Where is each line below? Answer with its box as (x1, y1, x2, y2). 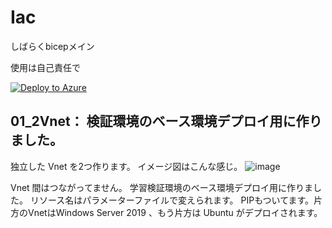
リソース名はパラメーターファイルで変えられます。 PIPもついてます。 (29, 194, 315, 206)
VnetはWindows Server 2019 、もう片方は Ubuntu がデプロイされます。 (27, 206, 323, 218)
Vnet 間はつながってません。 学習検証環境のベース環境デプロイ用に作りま (10, 181, 314, 193)
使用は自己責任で (10, 61, 81, 73)
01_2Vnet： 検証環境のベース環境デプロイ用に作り (10, 113, 323, 130)
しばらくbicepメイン (10, 40, 95, 52)
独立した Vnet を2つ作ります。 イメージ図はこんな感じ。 (10, 160, 243, 172)
